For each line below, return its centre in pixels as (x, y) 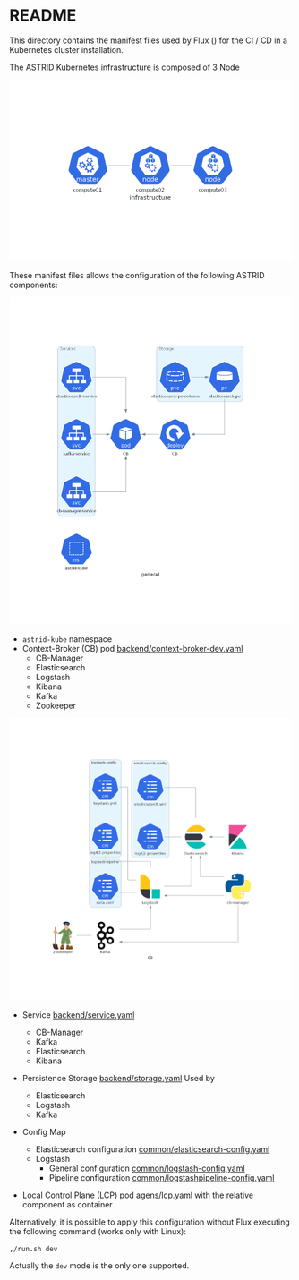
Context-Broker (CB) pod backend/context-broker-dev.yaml (132, 648)
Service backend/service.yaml (78, 1015)
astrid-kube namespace (67, 639)
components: (34, 285)
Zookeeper (56, 705)
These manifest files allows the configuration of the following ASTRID (137, 276)
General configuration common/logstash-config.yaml (147, 1168)
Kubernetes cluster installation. (66, 49)
